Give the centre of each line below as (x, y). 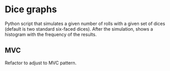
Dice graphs (31, 9)
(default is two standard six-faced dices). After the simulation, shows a (79, 29)
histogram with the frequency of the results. (51, 34)
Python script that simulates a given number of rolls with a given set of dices (85, 23)
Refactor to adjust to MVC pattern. (41, 63)
